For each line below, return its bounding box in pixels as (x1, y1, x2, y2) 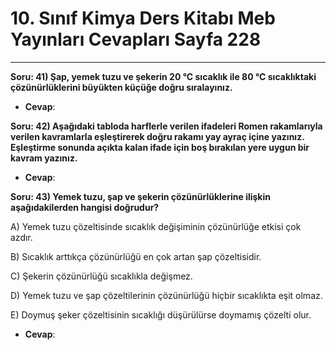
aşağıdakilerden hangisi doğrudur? (10, 201, 160, 213)
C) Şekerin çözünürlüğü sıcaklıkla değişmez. (10, 270, 193, 282)
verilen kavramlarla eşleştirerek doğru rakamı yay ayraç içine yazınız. (10, 130, 305, 142)
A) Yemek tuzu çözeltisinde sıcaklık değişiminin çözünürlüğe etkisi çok (10, 220, 302, 232)
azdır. (10, 231, 33, 243)
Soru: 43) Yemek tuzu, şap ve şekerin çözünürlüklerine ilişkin (10, 190, 271, 202)
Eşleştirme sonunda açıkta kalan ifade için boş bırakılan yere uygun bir (10, 141, 310, 153)
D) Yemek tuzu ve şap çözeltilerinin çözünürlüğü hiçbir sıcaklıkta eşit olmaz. (10, 289, 323, 301)
